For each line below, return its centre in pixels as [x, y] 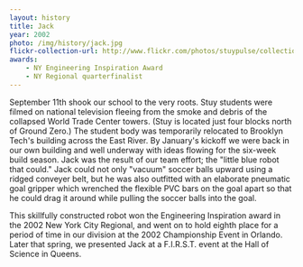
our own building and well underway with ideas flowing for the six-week [143, 150]
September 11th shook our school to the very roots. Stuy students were [141, 102]
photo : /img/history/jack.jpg [66, 43]
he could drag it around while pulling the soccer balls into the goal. [133, 198]
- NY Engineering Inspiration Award [95, 69]
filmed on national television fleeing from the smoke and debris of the [138, 111]
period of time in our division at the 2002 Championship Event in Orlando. [146, 235]
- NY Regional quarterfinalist [84, 77]
